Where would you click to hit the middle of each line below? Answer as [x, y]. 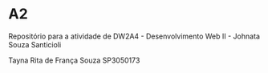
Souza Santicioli [35, 44]
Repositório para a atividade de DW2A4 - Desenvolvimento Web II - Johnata [134, 36]
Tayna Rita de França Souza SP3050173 [74, 60]
